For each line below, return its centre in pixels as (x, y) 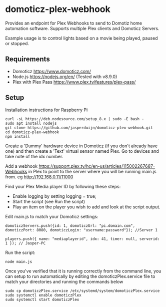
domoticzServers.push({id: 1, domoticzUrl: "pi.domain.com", (70, 226)
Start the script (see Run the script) (49, 201)
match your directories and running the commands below (64, 281)
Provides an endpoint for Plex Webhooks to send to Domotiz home (74, 23)
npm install (17, 136)
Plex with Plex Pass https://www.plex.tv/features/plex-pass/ (74, 82)
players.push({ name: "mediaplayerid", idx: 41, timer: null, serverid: (82, 239)
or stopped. (17, 43)
